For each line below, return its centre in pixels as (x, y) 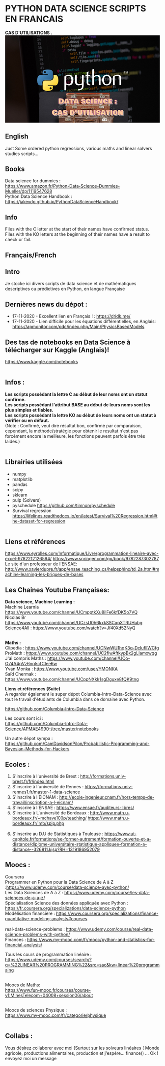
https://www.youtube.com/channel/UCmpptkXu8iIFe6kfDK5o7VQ (71, 612)
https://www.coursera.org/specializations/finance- (107, 913)
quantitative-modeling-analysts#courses (46, 918)
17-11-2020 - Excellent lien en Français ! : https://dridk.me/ (71, 316)
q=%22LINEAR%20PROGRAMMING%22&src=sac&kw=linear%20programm (82, 965)
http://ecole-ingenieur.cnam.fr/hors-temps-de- (107, 797)
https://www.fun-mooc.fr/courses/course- (48, 990)
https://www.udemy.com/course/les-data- (107, 892)
